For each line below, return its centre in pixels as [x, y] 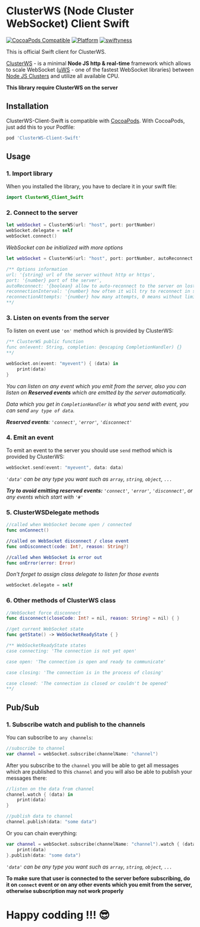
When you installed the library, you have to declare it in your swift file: [92, 187]
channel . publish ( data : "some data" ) [51, 822]
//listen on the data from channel [50, 789]
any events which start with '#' [45, 497]
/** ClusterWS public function [45, 342]
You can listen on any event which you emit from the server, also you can [96, 386]
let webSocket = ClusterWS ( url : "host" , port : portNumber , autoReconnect [100, 259]
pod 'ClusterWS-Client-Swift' [44, 138]
